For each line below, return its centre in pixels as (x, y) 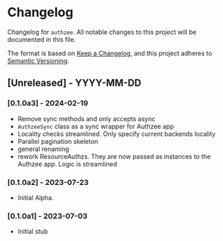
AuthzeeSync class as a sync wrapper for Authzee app (96, 126)
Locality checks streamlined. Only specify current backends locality (116, 134)
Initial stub (33, 232)
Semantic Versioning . (38, 60)
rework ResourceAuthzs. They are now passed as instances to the (114, 156)
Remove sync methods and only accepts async (86, 118)
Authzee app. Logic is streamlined (67, 164)
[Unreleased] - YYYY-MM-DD (74, 83)
